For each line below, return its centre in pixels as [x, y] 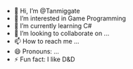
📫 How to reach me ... [46, 41]
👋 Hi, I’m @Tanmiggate [47, 11]
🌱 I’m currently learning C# [53, 26]
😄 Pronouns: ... [37, 51]
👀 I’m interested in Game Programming [70, 18]
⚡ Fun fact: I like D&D [44, 59]
